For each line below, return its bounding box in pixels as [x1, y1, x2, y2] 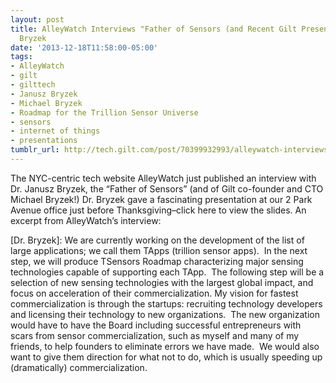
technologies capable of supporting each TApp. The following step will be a [10, 266, 325, 278]
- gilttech [10, 80, 56, 90]
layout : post [10, 14, 65, 25]
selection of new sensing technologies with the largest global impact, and [10, 276, 314, 288]
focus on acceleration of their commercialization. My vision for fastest [10, 287, 299, 299]
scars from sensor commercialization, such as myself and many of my [10, 329, 300, 341]
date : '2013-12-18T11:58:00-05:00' [10, 42, 159, 53]
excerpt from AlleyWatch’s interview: [10, 214, 162, 226]
